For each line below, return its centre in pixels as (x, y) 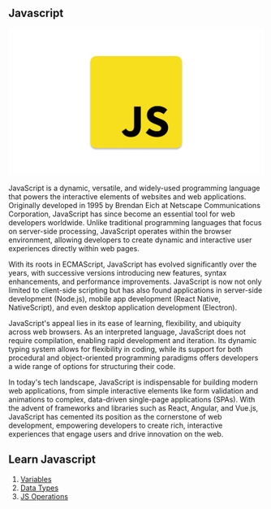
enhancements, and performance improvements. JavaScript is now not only (135, 281)
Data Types (39, 488)
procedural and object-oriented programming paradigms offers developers (133, 358)
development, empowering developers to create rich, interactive (116, 425)
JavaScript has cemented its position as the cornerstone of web (115, 416)
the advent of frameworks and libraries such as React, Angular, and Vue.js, (133, 408)
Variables (36, 479)
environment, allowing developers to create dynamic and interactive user (130, 240)
